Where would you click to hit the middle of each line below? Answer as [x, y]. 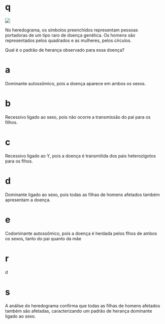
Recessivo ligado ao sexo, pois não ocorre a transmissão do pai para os [78, 117]
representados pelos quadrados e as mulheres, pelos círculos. [68, 40]
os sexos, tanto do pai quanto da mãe [43, 238]
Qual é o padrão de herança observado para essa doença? [65, 50]
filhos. [12, 122]
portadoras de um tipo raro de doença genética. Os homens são [70, 35]
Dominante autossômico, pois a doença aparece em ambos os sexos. [76, 83]
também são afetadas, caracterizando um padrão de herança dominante [79, 311]
